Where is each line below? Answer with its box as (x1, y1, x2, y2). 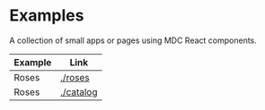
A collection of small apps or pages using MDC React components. (9, 35, 258, 46)
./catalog (59, 86, 98, 98)
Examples (9, 5, 84, 26)
